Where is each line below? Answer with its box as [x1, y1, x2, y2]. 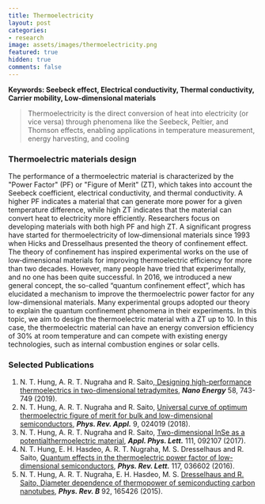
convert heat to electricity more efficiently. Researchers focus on [8, 214, 220, 223]
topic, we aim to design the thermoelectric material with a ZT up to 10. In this [8, 314, 258, 324]
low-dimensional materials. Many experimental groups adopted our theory [8, 297, 251, 307]
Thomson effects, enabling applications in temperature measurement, [27, 125, 256, 135]
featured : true [8, 48, 59, 56]
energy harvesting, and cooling [27, 134, 130, 143]
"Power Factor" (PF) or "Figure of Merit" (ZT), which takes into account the [8, 180, 253, 190]
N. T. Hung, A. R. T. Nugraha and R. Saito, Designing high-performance [19, 377, 252, 387]
